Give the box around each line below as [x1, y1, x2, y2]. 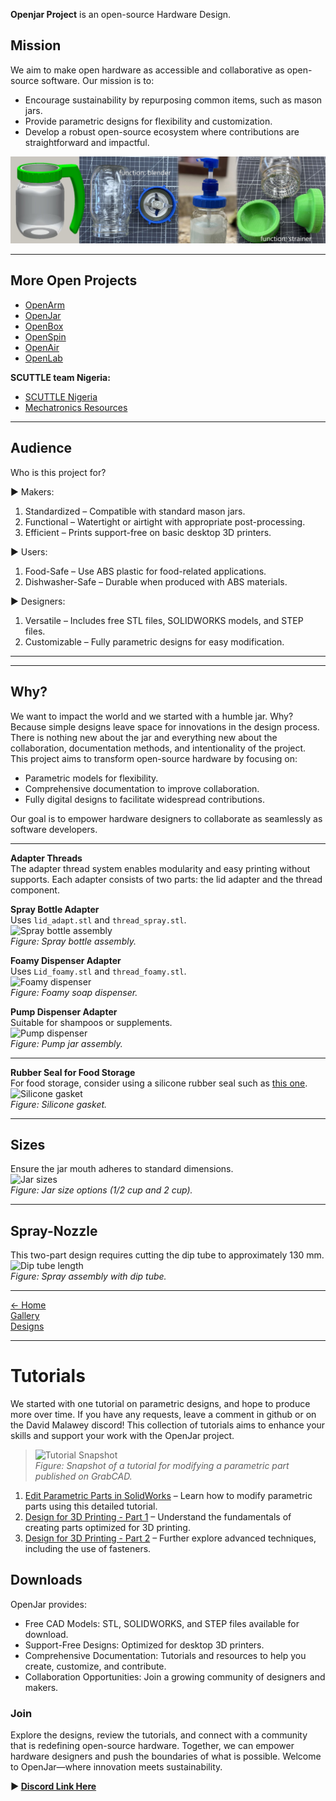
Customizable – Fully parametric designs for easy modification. [24, 635, 285, 648]
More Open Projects [10, 272, 138, 289]
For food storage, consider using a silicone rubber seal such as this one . [10, 1077, 308, 1089]
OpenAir [24, 341, 60, 353]
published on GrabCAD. [34, 1470, 133, 1483]
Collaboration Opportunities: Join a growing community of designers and [24, 1670, 326, 1683]
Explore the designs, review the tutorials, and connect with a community [10, 1729, 308, 1741]
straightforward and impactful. [24, 136, 150, 148]
